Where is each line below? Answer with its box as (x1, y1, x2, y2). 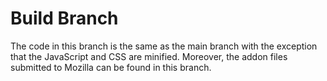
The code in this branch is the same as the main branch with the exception (10, 40, 318, 52)
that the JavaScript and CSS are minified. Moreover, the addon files (10, 50, 288, 62)
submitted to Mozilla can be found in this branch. (10, 61, 212, 73)
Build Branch (10, 7, 119, 30)
